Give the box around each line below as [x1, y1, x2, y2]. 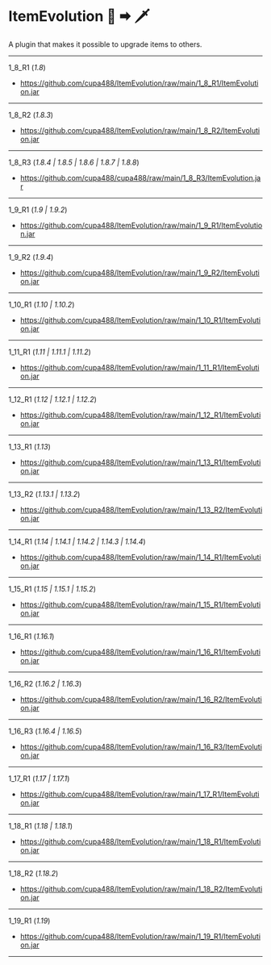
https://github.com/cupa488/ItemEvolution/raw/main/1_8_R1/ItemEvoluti [19, 78, 259, 88]
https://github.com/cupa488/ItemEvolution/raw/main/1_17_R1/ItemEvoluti [19, 789, 260, 799]
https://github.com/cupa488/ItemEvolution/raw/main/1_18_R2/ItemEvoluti [19, 884, 263, 893]
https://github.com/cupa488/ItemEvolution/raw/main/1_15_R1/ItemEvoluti [19, 599, 261, 609]
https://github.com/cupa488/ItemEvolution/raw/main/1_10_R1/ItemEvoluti [19, 315, 261, 324]
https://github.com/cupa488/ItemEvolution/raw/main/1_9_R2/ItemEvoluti [19, 268, 260, 278]
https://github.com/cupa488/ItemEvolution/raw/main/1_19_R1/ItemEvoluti [19, 931, 261, 941]
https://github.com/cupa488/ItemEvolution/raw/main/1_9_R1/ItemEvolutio [19, 220, 263, 230]
